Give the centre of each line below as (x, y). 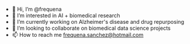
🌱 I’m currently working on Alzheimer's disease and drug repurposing (98, 22)
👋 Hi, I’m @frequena (37, 9)
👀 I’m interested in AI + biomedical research (66, 15)
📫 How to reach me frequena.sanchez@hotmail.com (78, 35)
